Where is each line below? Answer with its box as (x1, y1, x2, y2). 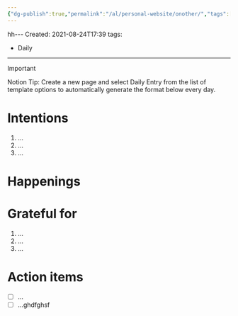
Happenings (7, 173, 81, 189)
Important (7, 64, 36, 72)
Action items (7, 269, 84, 285)
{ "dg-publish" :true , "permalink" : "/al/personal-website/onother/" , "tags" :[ (7, 10, 233, 18)
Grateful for (7, 205, 77, 222)
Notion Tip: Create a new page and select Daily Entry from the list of (7, 77, 207, 86)
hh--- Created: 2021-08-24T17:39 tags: (7, 30, 123, 38)
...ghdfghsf (17, 300, 50, 309)
